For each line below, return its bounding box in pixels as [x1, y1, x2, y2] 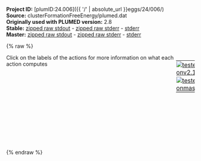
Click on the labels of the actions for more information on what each [6, 54, 174, 61]
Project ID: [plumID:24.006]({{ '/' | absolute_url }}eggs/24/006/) [6, 6, 165, 13]
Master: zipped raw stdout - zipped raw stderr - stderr [6, 31, 142, 38]
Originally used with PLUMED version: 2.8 [6, 18, 112, 25]
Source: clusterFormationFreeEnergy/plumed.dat [6, 12, 127, 19]
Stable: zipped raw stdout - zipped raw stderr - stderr [6, 24, 139, 32]
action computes [6, 60, 48, 67]
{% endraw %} [6, 149, 43, 156]
